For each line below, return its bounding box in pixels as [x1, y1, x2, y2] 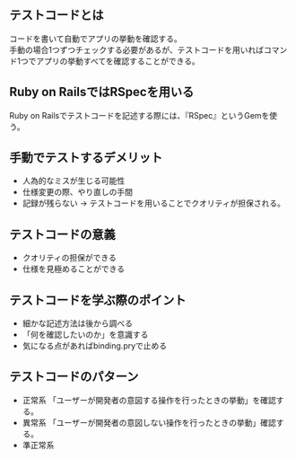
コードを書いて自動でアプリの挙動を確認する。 [9, 33, 182, 44]
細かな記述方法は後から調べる [22, 318, 133, 329]
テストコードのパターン [9, 369, 139, 384]
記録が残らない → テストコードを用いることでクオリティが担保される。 [22, 198, 285, 208]
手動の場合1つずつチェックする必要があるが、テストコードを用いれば [9, 44, 265, 55]
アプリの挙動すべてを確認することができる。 [35, 56, 200, 66]
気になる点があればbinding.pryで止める [22, 340, 168, 351]
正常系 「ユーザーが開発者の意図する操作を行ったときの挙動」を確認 [22, 394, 276, 405]
